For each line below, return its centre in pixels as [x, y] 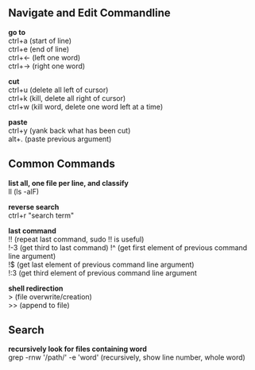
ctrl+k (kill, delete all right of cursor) [67, 98]
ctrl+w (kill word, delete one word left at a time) [86, 106]
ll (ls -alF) [24, 191]
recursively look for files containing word [77, 349]
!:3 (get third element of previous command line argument [102, 272]
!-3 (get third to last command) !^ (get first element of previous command [128, 247]
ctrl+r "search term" [41, 215]
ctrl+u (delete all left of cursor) [58, 90]
